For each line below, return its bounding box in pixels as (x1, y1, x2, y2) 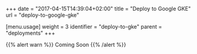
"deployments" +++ (5, 29, 55, 37)
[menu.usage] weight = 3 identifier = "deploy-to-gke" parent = (5, 23, 162, 30)
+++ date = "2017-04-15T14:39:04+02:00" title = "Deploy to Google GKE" (5, 5, 191, 12)
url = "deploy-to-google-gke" (5, 11, 80, 19)
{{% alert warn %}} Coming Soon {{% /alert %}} (5, 41, 126, 48)
